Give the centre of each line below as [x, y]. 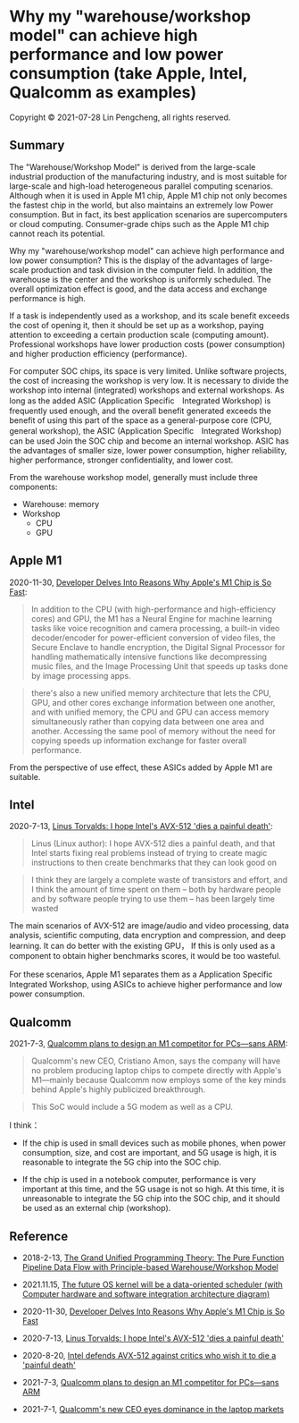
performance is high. [48, 298]
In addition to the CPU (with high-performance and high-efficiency [154, 609]
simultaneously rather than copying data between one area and [148, 721]
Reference [39, 1236]
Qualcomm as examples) [103, 93]
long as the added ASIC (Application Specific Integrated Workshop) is [140, 401]
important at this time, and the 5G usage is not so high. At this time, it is [153, 1189]
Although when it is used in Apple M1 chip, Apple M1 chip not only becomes [148, 195]
